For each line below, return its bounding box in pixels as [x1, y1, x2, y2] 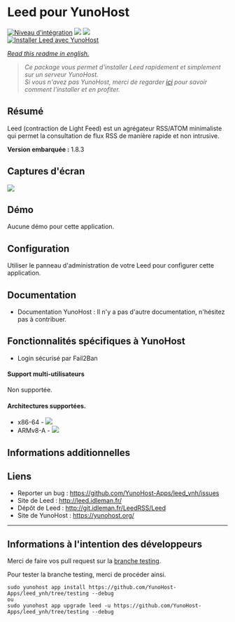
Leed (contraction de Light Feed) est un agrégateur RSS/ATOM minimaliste [7, 124, 222, 132]
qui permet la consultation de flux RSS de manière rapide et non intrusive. [7, 131, 220, 140]
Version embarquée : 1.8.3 [7, 145, 85, 153]
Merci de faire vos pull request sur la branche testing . [7, 557, 162, 565]
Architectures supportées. [7, 401, 86, 410]
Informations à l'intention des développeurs [7, 538, 203, 550]
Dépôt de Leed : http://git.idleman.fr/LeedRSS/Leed [17, 504, 166, 512]
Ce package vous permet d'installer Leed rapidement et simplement [24, 62, 222, 71]
